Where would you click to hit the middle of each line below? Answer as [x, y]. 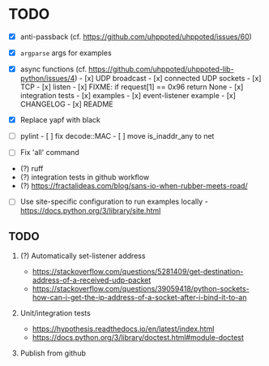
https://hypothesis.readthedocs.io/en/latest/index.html [123, 329]
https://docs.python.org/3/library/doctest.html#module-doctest [138, 338]
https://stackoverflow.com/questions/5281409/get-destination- [138, 272]
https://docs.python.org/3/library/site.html [90, 211]
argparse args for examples [66, 53]
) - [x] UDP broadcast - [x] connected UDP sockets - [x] [168, 79]
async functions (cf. [53, 69]
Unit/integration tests [55, 313]
